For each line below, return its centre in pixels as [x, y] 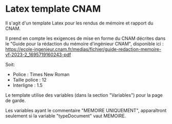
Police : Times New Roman [41, 74]
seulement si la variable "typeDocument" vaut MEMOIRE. [66, 116]
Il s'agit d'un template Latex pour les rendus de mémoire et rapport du [79, 23]
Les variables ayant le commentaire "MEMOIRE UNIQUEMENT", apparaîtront [86, 110]
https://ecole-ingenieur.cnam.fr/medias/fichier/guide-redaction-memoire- [83, 49]
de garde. [15, 101]
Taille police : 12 [30, 80]
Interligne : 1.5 [27, 85]
